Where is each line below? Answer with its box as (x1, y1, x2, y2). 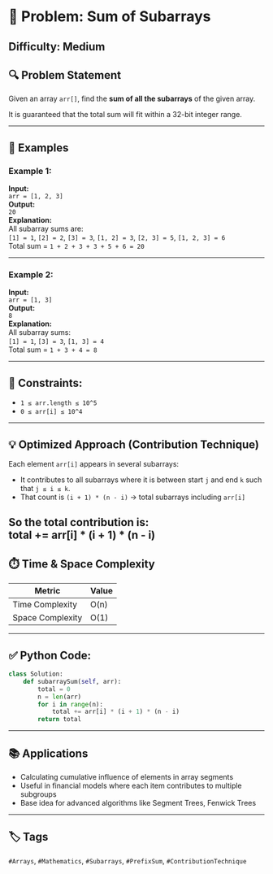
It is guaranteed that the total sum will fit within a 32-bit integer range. (8, 110, 242, 120)
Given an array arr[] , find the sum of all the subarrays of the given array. (8, 93, 256, 104)
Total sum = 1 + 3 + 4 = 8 (8, 345, 97, 354)
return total (37, 715, 82, 724)
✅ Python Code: (8, 648, 92, 662)
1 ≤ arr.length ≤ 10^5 (19, 399, 97, 407)
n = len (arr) (37, 693, 82, 701)
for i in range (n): (37, 700, 104, 708)
